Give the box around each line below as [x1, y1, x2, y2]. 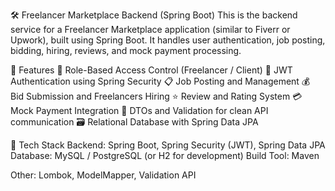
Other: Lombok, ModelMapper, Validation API [10, 169, 197, 181]
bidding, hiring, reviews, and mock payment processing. [10, 45, 242, 56]
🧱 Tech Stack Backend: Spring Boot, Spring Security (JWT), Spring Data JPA [10, 139, 326, 151]
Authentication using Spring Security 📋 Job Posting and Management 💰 [10, 75, 311, 87]
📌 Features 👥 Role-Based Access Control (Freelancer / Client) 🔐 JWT [10, 64, 293, 76]
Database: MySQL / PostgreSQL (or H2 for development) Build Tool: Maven [10, 150, 320, 161]
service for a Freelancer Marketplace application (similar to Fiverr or [10, 24, 291, 35]
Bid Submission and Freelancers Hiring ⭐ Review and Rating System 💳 [10, 90, 303, 102]
